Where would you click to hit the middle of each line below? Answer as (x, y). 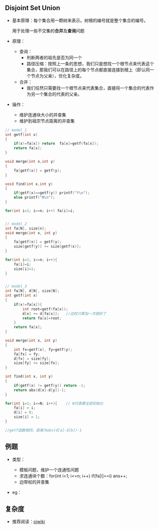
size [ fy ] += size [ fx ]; (37, 363)
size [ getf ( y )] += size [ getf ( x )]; (48, 246)
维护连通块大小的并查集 (43, 114)
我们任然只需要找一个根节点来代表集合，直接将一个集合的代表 (88, 88)
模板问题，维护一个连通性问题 (49, 470)
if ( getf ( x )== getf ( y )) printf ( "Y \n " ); (52, 193)
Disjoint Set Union (33, 8)
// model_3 (16, 286)
